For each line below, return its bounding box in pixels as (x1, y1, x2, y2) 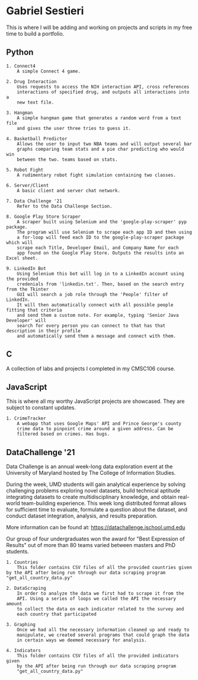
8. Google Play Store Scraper (6, 214, 81, 220)
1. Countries (6, 560, 39, 565)
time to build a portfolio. (6, 30, 65, 37)
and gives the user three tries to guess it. (17, 125, 132, 131)
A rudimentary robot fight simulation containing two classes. (17, 172, 177, 178)
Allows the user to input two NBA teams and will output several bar (17, 141, 193, 147)
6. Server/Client (6, 182, 49, 188)
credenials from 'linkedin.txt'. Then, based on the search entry (17, 281, 184, 287)
